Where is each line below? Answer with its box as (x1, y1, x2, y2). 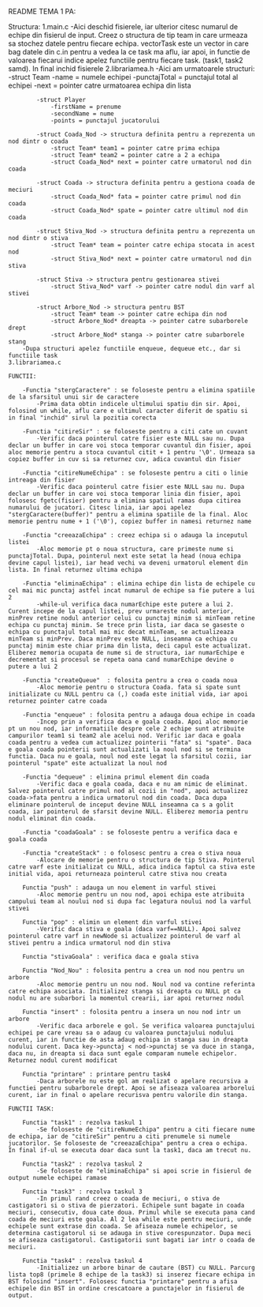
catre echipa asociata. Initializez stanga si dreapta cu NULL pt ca (8, 987, 242, 995)
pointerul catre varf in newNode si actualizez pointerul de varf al (8, 932, 242, 940)
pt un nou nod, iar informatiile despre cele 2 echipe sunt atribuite (8, 725, 245, 733)
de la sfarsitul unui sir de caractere (8, 393, 139, 401)
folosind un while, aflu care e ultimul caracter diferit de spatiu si (8, 407, 248, 415)
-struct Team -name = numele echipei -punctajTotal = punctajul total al (8, 73, 239, 81)
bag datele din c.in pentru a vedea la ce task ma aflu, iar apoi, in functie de (8, 47, 250, 56)
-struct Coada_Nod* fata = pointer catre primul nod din (50, 193, 242, 201)
